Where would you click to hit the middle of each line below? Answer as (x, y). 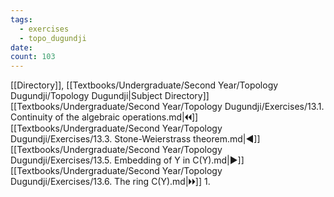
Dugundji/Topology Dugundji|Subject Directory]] (110, 96)
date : (21, 47)
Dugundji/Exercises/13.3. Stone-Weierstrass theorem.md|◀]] (135, 139)
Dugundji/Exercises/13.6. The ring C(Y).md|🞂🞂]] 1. (110, 182)
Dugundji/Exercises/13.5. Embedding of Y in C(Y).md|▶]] (127, 160)
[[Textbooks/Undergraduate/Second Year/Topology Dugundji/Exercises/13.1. (167, 107)
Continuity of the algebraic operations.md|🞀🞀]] (104, 117)
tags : (21, 19)
